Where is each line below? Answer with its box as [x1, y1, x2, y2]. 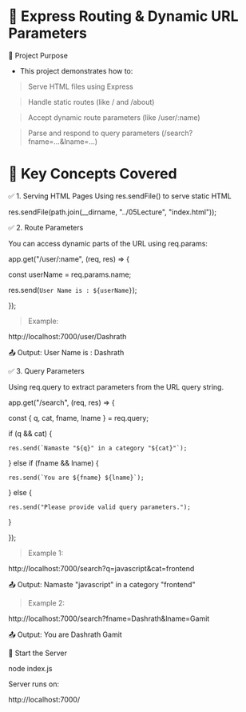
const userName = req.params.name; [8, 270, 132, 279]
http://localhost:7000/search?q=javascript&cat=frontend [8, 563, 195, 573]
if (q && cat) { [8, 428, 53, 438]
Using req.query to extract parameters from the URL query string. [8, 382, 224, 391]
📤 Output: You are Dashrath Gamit [8, 630, 122, 639]
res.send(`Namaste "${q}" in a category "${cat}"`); [8, 444, 188, 452]
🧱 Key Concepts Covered [8, 165, 177, 183]
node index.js [8, 663, 53, 673]
